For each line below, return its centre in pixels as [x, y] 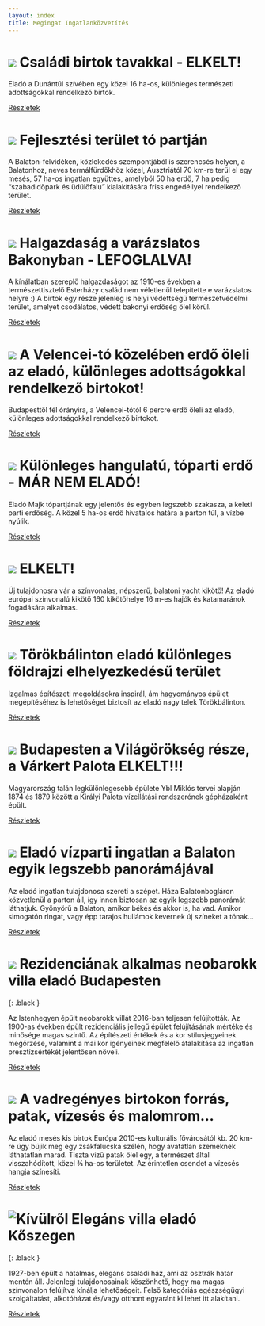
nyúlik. [19, 522]
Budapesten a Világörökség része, [134, 749]
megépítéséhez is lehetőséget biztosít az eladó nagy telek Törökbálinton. [127, 702]
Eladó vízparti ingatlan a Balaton [127, 852]
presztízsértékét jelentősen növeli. [64, 1052]
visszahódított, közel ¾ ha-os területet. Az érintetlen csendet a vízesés [124, 1163]
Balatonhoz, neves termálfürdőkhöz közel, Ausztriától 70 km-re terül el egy [130, 170]
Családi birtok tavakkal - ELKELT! [131, 62]
